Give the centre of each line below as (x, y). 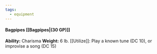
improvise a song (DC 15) (31, 46)
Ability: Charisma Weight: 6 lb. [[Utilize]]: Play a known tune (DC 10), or (78, 41)
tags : (11, 10)
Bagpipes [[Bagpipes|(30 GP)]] (38, 30)
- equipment (22, 14)
